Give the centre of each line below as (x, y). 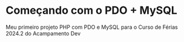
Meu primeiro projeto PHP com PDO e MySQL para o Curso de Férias (92, 27)
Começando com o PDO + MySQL (91, 10)
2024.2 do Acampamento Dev (43, 33)
